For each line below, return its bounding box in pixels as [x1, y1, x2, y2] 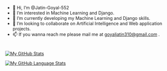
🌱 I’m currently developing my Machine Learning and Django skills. [12, 15, 150, 21]
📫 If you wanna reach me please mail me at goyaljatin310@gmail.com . [12, 31, 160, 37]
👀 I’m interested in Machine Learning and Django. [12, 10, 114, 16]
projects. [12, 26, 31, 32]
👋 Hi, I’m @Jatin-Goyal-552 [12, 5, 69, 10]
